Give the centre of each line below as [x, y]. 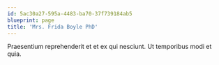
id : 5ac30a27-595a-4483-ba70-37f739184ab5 [70, 14]
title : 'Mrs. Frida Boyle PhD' [53, 27]
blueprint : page [31, 20]
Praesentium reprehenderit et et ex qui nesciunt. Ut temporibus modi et [109, 47]
